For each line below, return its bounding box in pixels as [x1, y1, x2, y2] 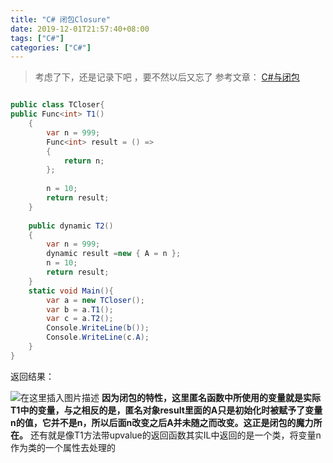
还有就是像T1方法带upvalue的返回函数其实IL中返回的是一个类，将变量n [29, 429, 322, 441]
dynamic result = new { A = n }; [46, 249, 182, 259]
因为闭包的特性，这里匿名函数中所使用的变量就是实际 [101, 391, 321, 403]
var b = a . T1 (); [46, 304, 114, 315]
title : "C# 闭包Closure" [10, 14, 111, 25]
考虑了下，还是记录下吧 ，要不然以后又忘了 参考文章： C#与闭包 [34, 71, 300, 83]
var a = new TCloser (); [46, 295, 145, 305]
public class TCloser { [10, 100, 105, 110]
